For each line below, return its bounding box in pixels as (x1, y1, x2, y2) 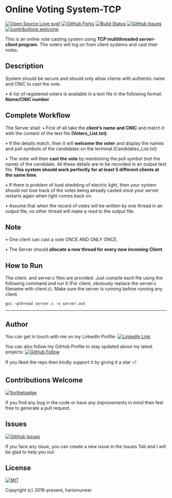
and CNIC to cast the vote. (5, 81, 61, 87)
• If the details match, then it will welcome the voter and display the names (5, 140, 164, 146)
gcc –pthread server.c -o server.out (5, 301, 86, 306)
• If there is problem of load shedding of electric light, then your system (5, 182, 157, 188)
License (5, 464, 31, 472)
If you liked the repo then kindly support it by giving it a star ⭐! (5, 359, 137, 365)
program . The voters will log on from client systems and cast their (18, 41, 158, 47)
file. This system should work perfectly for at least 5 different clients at (5, 166, 160, 172)
